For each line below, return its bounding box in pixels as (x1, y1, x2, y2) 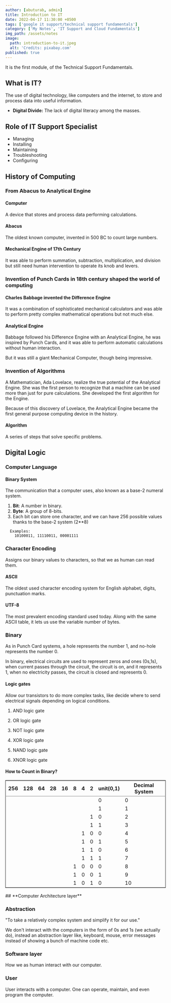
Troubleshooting (12, 152, 47, 158)
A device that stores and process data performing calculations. (5, 211, 137, 217)
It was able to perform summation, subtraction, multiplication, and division (5, 258, 161, 264)
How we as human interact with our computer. (5, 962, 102, 968)
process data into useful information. (5, 98, 82, 104)
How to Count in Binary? (5, 768, 58, 774)
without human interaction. (5, 345, 62, 351)
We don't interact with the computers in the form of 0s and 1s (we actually (5, 927, 160, 933)
